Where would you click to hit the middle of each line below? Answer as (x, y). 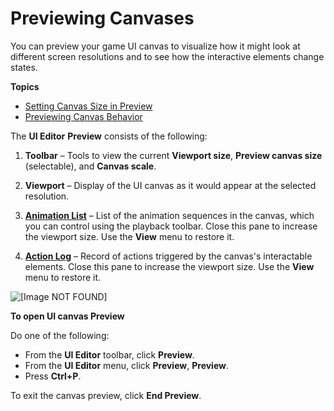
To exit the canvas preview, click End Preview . (106, 395)
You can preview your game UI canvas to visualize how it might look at (155, 46)
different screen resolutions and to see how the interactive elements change (167, 56)
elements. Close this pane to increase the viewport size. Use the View (169, 266)
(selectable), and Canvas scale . (90, 166)
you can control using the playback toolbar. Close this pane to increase (171, 226)
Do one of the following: (60, 335)
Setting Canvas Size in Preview (88, 106)
